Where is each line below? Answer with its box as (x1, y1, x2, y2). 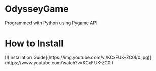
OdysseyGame (5, 3, 69, 15)
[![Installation (5, 54, 33, 60)
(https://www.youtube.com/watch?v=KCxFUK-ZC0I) (5, 59, 114, 66)
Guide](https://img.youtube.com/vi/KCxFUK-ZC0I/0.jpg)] (33, 54, 152, 60)
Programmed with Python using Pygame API (5, 20, 98, 26)
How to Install (5, 38, 64, 49)
